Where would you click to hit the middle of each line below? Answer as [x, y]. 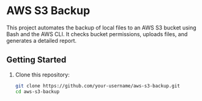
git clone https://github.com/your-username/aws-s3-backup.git [98, 86]
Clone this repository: [42, 75]
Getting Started [36, 60]
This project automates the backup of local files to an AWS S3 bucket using [102, 28]
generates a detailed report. [42, 40]
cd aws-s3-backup [37, 92]
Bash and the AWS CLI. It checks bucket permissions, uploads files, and [97, 34]
